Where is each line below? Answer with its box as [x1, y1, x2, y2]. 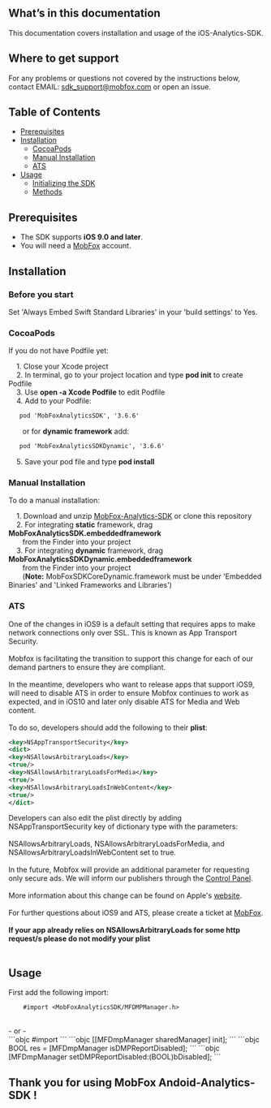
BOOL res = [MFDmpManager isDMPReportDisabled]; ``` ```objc [8, 1043, 221, 1054]
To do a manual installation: [8, 495, 100, 506]
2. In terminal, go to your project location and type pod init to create [15, 370, 243, 380]
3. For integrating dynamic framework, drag [15, 545, 164, 555]
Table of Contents [8, 106, 101, 119]
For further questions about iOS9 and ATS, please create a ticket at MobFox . [8, 908, 264, 918]
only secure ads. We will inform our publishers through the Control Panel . [8, 873, 253, 883]
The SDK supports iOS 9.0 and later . [19, 232, 144, 242]
